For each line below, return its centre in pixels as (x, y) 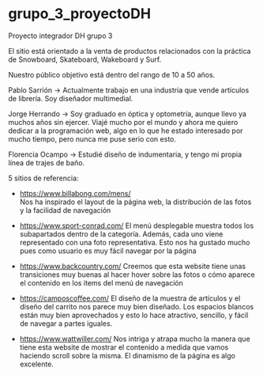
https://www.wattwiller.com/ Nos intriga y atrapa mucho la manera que (135, 339)
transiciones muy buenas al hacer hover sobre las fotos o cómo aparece (137, 275)
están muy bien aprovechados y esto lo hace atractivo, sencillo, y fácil (134, 315)
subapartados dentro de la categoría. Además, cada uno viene (121, 233)
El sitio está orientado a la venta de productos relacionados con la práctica (130, 51)
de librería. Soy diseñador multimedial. (71, 98)
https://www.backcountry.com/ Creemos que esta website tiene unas (133, 266)
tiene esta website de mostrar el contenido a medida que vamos (124, 347)
